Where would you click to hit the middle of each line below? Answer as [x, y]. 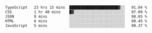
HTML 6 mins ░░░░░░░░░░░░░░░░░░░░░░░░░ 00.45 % [76, 21]
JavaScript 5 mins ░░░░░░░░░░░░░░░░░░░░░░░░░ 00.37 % [76, 25]
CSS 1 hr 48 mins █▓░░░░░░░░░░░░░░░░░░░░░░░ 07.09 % [76, 12]
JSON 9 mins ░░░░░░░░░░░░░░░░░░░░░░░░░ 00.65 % [76, 16]
